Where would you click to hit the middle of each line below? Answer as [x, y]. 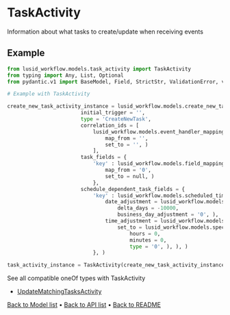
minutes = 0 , [148, 240]
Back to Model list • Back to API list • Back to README [84, 305]
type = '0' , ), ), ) [159, 247]
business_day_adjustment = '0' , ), [168, 215]
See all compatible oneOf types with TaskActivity [76, 278]
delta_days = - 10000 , [148, 208]
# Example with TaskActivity [49, 94]
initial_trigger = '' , [113, 113]
